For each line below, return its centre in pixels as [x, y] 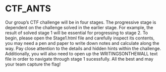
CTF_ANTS [28, 9]
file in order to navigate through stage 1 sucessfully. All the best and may [79, 59]
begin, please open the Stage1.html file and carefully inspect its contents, [80, 38]
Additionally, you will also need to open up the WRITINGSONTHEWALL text [82, 54]
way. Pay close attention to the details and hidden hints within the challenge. [83, 48]
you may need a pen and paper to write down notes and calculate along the [82, 43]
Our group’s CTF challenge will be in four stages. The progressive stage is [81, 22]
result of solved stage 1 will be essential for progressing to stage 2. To [77, 33]
